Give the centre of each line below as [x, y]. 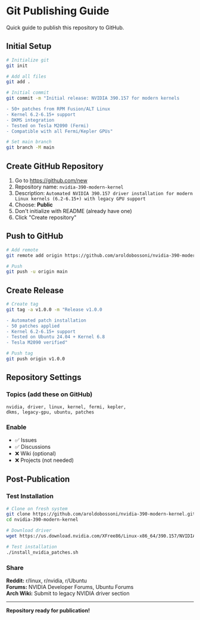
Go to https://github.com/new [51, 180]
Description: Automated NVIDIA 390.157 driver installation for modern [104, 193]
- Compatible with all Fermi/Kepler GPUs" [60, 131]
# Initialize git [28, 60]
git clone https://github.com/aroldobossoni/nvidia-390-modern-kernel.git [101, 514]
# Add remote [22, 250]
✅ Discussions [32, 446]
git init [17, 66]
